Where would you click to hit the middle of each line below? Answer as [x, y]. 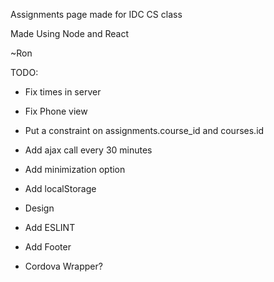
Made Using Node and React [69, 33]
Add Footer [48, 247]
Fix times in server [63, 92]
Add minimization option [75, 169]
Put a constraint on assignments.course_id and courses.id [144, 130]
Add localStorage [60, 188]
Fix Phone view [56, 111]
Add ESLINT [50, 227]
